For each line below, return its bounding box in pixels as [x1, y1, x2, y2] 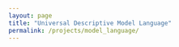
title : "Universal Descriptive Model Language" [8, 19, 173, 27]
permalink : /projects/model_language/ [8, 26, 139, 34]
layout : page [8, 11, 53, 20]
